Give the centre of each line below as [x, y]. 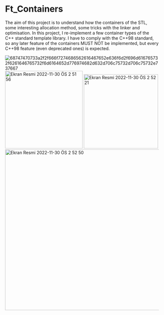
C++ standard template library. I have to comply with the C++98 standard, [79, 38]
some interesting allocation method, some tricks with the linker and [72, 27]
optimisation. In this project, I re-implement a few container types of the [77, 33]
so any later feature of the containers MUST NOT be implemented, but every [82, 43]
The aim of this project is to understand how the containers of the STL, [76, 22]
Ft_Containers [34, 9]
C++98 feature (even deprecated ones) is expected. [57, 48]
